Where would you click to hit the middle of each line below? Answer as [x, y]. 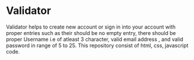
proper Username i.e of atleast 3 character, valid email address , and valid [95, 39]
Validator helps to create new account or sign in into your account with [91, 27]
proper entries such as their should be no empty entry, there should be [91, 33]
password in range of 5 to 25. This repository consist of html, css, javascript [97, 45]
